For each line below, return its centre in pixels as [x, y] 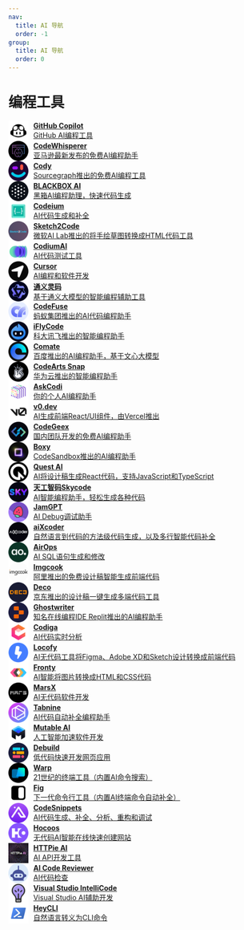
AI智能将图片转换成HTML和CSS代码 [92, 677]
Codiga [46, 627]
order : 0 [30, 59]
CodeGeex [51, 427]
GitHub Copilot [58, 126]
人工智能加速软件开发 [68, 737]
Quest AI [48, 467]
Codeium [49, 206]
